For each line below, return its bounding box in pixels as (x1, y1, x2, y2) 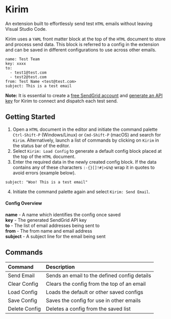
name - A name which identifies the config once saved (5, 211, 121, 218)
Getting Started (5, 112, 56, 121)
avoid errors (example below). (12, 170, 76, 176)
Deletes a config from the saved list (45, 305, 131, 312)
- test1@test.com (10, 70, 47, 75)
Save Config (8, 297, 37, 304)
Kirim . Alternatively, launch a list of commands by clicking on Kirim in (12, 137, 159, 143)
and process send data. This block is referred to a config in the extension (5, 41, 159, 47)
